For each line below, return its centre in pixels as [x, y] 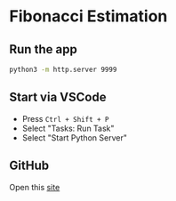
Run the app [43, 49]
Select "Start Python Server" [74, 137]
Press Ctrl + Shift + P [65, 118]
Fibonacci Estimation [88, 16]
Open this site [35, 187]
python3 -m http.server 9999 [63, 69]
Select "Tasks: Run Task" [68, 128]
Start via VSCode [58, 97]
